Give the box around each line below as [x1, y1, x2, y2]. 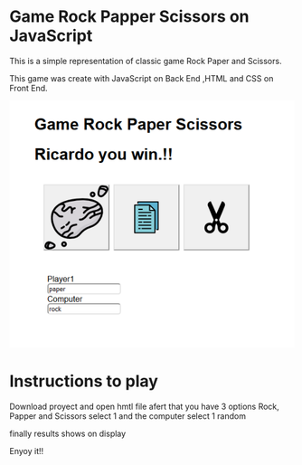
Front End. [9, 82, 48, 93]
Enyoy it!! [9, 445, 44, 456]
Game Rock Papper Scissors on [9, 6, 250, 27]
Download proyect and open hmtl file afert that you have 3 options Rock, [9, 401, 280, 412]
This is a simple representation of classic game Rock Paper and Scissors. [9, 55, 282, 66]
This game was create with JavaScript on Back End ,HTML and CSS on [9, 72, 274, 83]
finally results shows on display [9, 428, 127, 439]
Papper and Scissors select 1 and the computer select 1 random [9, 410, 247, 422]
